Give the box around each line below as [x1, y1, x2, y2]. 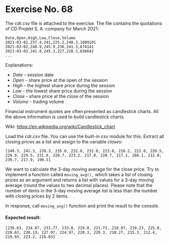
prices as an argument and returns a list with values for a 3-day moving [5, 177, 154, 183]
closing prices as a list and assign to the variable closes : [5, 138, 123, 144]
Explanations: [5, 62, 34, 68]
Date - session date [12, 72, 54, 78]
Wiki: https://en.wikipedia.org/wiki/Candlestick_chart [5, 123, 115, 129]
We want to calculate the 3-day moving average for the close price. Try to [5, 166, 159, 172]
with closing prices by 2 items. [5, 193, 69, 199]
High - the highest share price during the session [12, 82, 115, 88]
